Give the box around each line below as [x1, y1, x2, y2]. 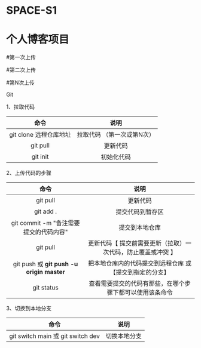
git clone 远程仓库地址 [9, 131, 71, 139]
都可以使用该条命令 [118, 288, 173, 297]
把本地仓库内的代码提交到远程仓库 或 [87, 259, 192, 267]
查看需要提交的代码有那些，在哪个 [89, 279, 185, 288]
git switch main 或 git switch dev [9, 332, 100, 340]
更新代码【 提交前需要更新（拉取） [87, 239, 186, 248]
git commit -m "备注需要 [11, 219, 80, 227]
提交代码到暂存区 [115, 208, 164, 216]
